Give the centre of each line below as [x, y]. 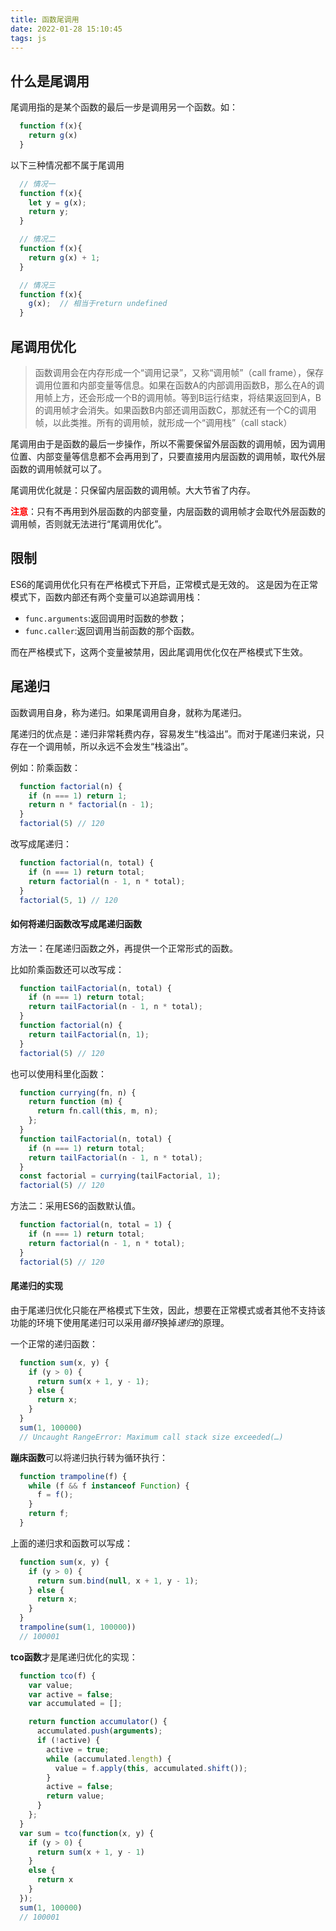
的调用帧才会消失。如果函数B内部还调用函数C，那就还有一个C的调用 [175, 410]
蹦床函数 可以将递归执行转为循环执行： [89, 1457]
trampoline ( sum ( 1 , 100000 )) [78, 1627]
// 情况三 [37, 285]
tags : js [28, 38]
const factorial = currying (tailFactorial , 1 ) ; [120, 1176]
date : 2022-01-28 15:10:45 [66, 29]
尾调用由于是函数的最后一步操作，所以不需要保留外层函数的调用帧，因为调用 [168, 444]
